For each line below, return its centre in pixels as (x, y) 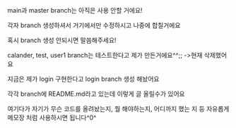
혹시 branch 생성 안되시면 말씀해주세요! (62, 40)
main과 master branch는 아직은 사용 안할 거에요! (75, 10)
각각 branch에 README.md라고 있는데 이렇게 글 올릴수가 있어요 (96, 94)
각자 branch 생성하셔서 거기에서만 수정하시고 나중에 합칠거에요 (94, 25)
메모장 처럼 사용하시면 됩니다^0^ (52, 117)
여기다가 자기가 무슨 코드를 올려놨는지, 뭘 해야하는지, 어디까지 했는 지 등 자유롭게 (118, 109)
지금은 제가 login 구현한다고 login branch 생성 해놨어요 (83, 79)
